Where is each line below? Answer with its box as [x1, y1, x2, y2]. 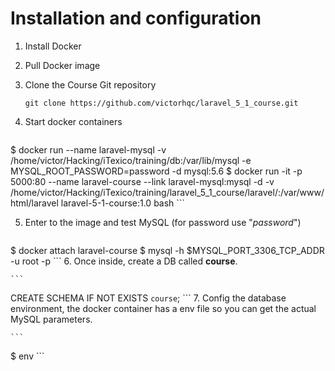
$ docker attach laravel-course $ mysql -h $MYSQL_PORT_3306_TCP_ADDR [10, 244, 325, 256]
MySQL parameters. [10, 313, 93, 325]
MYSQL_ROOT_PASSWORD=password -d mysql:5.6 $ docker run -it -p [10, 165, 303, 177]
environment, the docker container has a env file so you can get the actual [10, 302, 317, 314]
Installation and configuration [10, 7, 262, 30]
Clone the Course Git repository [24, 78, 157, 91]
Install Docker [24, 40, 82, 52]
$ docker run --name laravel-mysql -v [10, 143, 167, 156]
